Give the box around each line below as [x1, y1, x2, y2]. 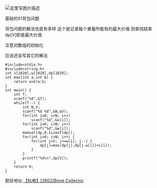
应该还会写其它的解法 [5, 52, 48, 58]
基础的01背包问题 [5, 16, 40, 21]
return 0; [14, 164, 34, 169]
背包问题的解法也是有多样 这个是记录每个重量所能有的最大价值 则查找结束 [5, 26, 152, 32]
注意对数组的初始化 [5, 42, 44, 48]
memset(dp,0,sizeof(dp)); [22, 130, 75, 135]
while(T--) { [14, 101, 40, 105]
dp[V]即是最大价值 [5, 32, 42, 37]
